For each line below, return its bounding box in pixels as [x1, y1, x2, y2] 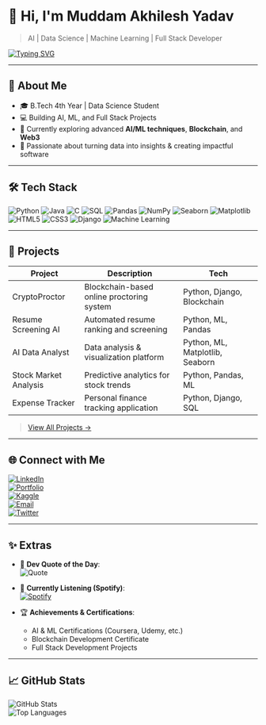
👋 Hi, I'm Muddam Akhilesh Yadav [8, 7, 234, 25]
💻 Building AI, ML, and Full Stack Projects [19, 113, 157, 122]
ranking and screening [84, 324, 168, 336]
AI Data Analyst [12, 347, 70, 358]
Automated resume [84, 314, 156, 325]
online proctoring [84, 291, 148, 302]
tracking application [84, 402, 158, 413]
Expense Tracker [12, 397, 75, 409]
